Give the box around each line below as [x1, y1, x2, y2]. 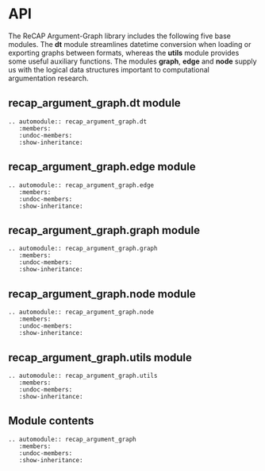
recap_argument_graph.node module [8, 287, 196, 301]
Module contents [8, 415, 94, 428]
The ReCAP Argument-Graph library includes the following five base [8, 31, 232, 41]
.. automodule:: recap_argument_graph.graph [8, 244, 158, 253]
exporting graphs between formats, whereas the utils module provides [8, 48, 240, 57]
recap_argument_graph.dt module [8, 96, 181, 110]
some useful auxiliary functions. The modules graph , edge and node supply [8, 56, 257, 66]
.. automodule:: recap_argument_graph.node [8, 308, 155, 317]
